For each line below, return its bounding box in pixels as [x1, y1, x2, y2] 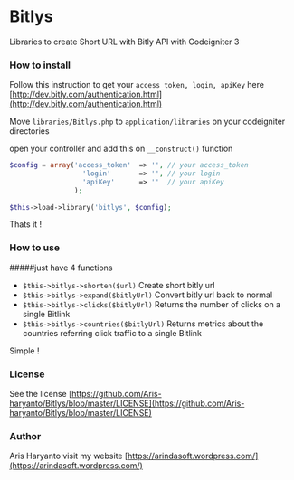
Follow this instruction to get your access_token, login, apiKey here [9, 80, 265, 90]
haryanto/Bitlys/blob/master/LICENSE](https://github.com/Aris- [9, 398, 245, 409]
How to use [9, 241, 61, 254]
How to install [9, 59, 71, 71]
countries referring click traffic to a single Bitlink [22, 327, 202, 338]
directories [9, 126, 50, 136]
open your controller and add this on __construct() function [9, 143, 233, 155]
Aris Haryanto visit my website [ [9, 450, 128, 462]
